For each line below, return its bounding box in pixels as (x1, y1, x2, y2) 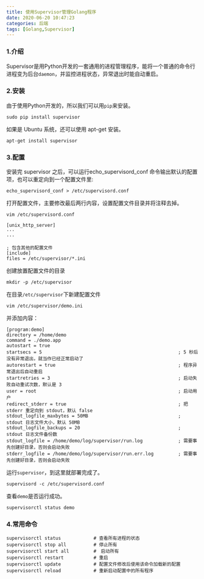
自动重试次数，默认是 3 (10, 382, 62, 388)
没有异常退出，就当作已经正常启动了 (6, 356, 84, 362)
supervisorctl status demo (6, 505, 75, 511)
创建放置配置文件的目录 (6, 267, 65, 275)
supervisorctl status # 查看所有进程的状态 (6, 536, 140, 542)
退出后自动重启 (10, 369, 43, 375)
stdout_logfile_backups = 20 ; (6, 425, 181, 431)
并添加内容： (6, 314, 38, 322)
